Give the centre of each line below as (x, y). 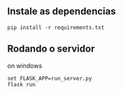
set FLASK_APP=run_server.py (50, 78)
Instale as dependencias (62, 11)
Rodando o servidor (51, 49)
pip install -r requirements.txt (56, 27)
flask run (22, 84)
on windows (25, 65)
